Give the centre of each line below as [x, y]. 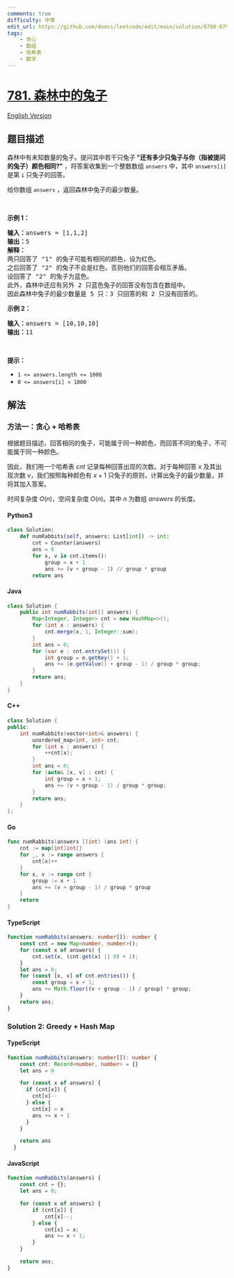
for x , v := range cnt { [56, 874]
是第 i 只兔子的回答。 [38, 174]
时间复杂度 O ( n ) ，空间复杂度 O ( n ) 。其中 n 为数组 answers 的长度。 [103, 499]
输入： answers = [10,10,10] [53, 323]
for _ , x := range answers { [62, 855]
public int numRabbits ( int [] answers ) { [79, 613]
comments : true [29, 14]
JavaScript [23, 1163]
